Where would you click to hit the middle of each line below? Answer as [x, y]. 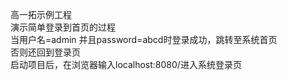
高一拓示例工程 [41, 14]
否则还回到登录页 [45, 52]
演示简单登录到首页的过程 [63, 27]
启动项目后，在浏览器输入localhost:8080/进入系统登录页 [126, 64]
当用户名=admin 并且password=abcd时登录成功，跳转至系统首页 [144, 39]
